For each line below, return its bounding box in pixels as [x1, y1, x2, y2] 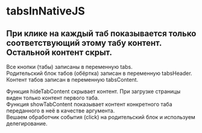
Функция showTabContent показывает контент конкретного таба [6, 101, 173, 108]
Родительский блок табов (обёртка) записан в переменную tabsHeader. [6, 70, 192, 77]
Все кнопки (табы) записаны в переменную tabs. [6, 63, 133, 70]
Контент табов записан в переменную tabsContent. [6, 76, 139, 83]
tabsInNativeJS [6, 4, 86, 18]
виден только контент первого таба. [6, 94, 99, 101]
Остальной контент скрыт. [6, 47, 113, 57]
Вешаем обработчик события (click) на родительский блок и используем [6, 114, 196, 120]
